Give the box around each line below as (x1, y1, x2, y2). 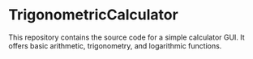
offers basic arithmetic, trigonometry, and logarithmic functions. (8, 40, 222, 50)
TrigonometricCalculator (8, 6, 178, 24)
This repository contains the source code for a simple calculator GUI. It (8, 32, 245, 42)
